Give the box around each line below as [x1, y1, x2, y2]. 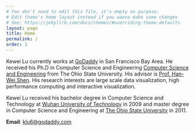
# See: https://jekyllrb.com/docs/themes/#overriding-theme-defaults [6, 19, 181, 25]
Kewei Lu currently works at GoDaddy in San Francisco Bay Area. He [6, 57, 173, 65]
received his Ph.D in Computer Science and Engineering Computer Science [6, 64, 189, 71]
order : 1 [6, 42, 28, 48]
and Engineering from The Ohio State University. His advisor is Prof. [6, 70, 171, 77]
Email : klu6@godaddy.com [6, 118, 72, 125]
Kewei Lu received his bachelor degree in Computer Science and [6, 94, 164, 101]
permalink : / [6, 36, 38, 42]
